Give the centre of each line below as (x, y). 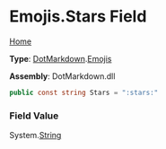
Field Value (34, 116)
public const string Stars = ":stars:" (84, 92)
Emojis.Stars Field (78, 17)
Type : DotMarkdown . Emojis (61, 58)
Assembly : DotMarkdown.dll (62, 76)
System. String (35, 136)
